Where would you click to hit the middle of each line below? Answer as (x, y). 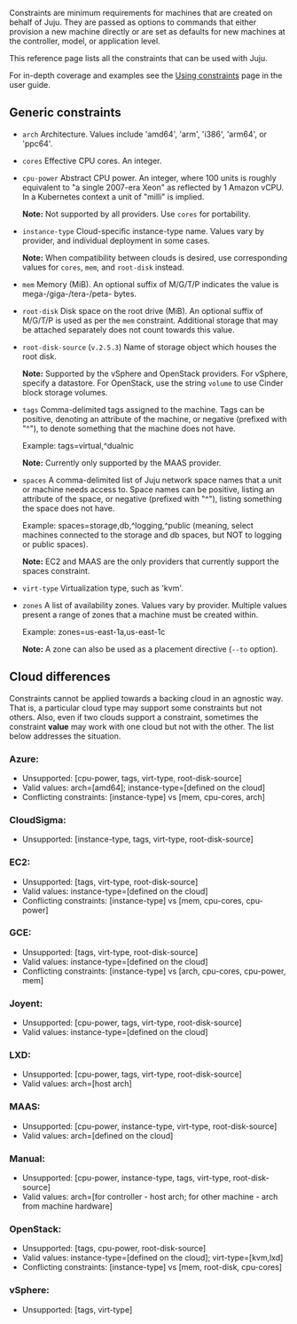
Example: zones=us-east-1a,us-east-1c (94, 631)
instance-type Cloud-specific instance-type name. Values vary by (143, 231)
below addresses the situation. (65, 736)
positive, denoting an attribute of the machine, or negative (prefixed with (154, 419)
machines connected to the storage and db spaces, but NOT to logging (152, 535)
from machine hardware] (67, 1206)
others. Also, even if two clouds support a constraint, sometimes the (134, 717)
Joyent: (26, 1003)
